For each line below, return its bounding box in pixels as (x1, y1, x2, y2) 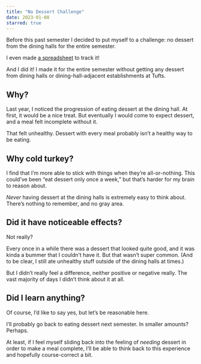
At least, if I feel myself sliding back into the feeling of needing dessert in (6, 338, 187, 345)
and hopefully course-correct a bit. (6, 351, 93, 358)
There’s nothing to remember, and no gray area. (6, 200, 124, 207)
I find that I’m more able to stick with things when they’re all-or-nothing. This (6, 169, 195, 177)
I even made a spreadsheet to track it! (6, 54, 100, 62)
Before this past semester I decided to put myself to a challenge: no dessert (6, 37, 194, 44)
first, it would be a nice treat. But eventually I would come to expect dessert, (6, 112, 194, 119)
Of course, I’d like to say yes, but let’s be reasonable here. (6, 309, 149, 316)
